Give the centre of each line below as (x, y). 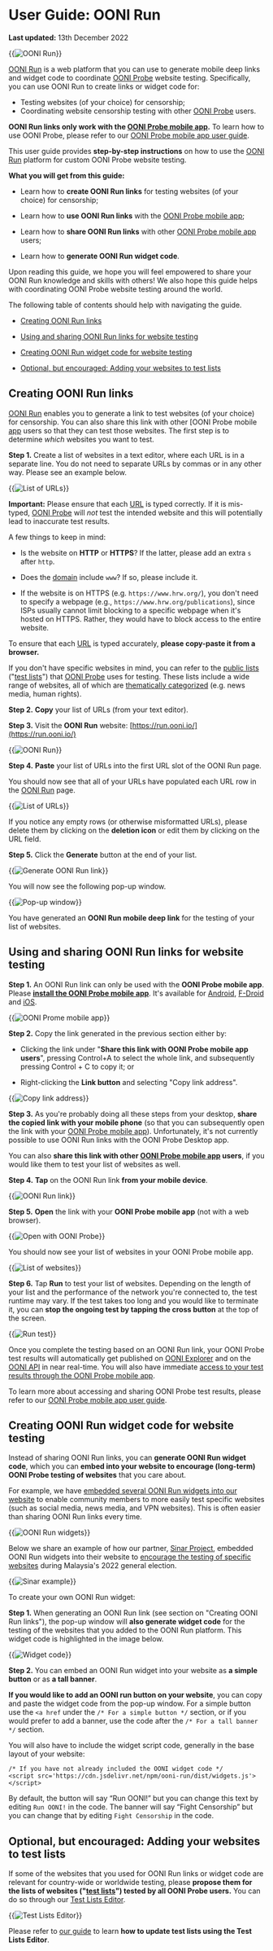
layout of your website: (47, 1754)
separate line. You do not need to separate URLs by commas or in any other (135, 464)
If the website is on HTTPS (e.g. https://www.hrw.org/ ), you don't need (139, 593)
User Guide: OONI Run (84, 15)
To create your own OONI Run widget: (72, 1597)
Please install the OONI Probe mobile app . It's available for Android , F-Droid (136, 993)
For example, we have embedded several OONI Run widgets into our (123, 1491)
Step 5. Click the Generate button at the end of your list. (103, 855)
